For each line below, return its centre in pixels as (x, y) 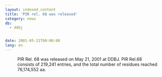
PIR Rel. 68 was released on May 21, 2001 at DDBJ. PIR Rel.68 (80, 59)
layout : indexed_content (30, 10)
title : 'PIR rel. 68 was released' (41, 14)
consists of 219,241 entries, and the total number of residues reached (87, 64)
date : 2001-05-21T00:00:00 (33, 41)
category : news (21, 19)
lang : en (14, 45)
